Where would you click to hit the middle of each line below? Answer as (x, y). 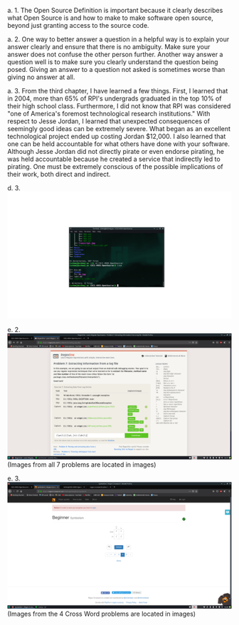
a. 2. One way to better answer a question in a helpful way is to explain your (118, 39)
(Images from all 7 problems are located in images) (82, 465)
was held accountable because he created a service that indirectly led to (114, 159)
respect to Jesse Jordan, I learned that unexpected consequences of (109, 121)
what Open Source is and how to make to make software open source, (110, 18)
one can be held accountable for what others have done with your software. (118, 144)
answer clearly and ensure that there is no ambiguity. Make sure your (109, 47)
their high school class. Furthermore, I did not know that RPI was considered (119, 106)
